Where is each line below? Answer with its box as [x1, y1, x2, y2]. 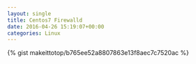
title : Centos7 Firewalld [7, 17, 82, 24]
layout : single [7, 10, 52, 17]
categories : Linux [7, 29, 61, 37]
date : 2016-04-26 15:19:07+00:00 [7, 23, 105, 30]
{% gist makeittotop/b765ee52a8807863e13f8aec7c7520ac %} [7, 49, 190, 57]
